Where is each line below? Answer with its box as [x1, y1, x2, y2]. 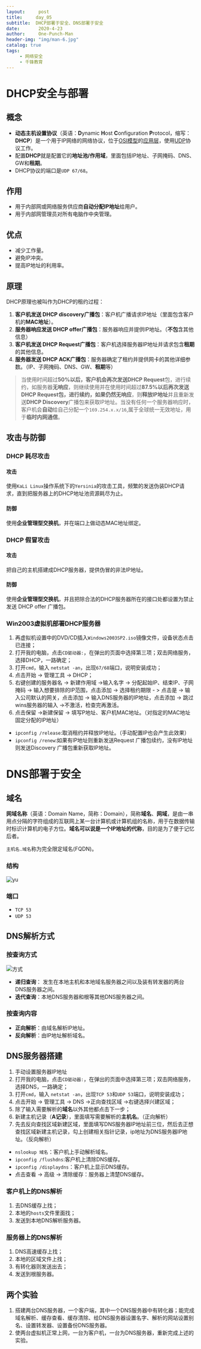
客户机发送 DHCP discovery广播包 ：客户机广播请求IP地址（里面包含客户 [14, 310, 194, 318]
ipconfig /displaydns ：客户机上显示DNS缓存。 [14, 1163, 133, 1170]
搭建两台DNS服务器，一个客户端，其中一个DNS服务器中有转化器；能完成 [14, 1307, 195, 1314]
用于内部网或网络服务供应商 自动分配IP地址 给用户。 [14, 203, 141, 210]
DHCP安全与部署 [6, 86, 89, 100]
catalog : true [6, 43, 42, 49]
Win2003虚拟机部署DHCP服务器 [6, 619, 101, 627]
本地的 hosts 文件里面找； [14, 1209, 76, 1217]
